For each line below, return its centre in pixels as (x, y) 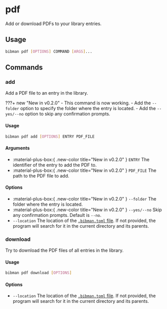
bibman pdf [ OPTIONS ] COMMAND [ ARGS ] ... (49, 51)
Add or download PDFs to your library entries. (54, 24)
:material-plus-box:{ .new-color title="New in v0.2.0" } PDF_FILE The (85, 170)
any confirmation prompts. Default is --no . (57, 215)
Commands (24, 68)
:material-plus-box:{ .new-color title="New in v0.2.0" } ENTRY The (81, 159)
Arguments (18, 148)
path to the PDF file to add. (41, 175)
